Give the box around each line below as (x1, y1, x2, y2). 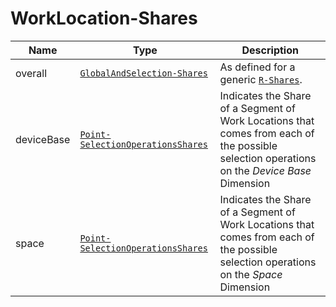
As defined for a (219, 60, 296, 74)
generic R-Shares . (219, 72, 303, 86)
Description (241, 43, 299, 57)
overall (15, 66, 48, 80)
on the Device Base (219, 163, 312, 177)
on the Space (219, 267, 283, 281)
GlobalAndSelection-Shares (79, 67, 208, 79)
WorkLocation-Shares (10, 7, 198, 30)
